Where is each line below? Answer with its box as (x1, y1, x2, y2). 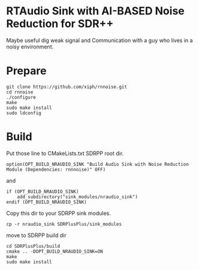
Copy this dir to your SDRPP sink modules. (6, 210, 111, 217)
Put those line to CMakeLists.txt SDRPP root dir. (6, 150, 124, 157)
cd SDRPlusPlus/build (6, 243, 61, 249)
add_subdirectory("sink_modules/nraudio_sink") (17, 193, 138, 200)
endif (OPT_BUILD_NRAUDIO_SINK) (6, 199, 87, 205)
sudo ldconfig (6, 110, 42, 116)
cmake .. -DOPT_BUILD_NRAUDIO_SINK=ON (6, 248, 103, 254)
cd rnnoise (6, 89, 34, 95)
